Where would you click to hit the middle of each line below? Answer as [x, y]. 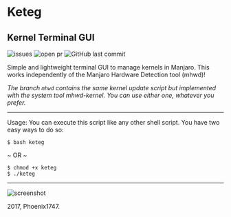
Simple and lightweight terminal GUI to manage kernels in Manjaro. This [108, 67]
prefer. [16, 103]
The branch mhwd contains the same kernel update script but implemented [112, 88]
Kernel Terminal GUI [51, 38]
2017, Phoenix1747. [34, 206]
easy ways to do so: [35, 130]
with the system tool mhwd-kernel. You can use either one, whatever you [111, 95]
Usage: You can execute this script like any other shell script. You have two [113, 122]
